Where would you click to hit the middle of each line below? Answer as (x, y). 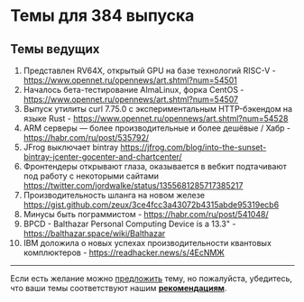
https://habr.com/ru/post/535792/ (86, 137)
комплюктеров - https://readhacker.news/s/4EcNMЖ (124, 252)
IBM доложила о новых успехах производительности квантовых (147, 243)
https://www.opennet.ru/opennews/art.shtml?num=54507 (130, 99)
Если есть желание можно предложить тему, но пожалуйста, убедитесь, (151, 279)
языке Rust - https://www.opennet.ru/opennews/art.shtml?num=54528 (156, 119)
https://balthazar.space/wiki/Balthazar (94, 233)
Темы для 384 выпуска (102, 16)
